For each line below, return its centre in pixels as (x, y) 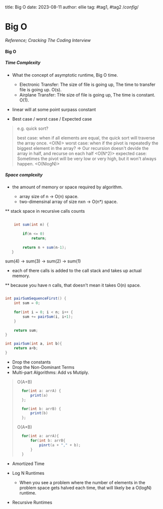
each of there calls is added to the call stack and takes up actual (77, 271)
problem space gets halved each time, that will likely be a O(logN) (85, 488)
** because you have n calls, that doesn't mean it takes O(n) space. (73, 285)
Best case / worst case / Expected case (52, 119)
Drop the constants (31, 362)
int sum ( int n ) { (31, 225)
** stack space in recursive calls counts (45, 211)
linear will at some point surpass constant (54, 109)
